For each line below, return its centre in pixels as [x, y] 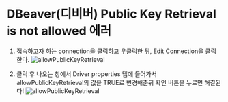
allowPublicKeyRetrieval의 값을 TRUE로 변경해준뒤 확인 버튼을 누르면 [110, 82]
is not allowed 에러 [59, 31]
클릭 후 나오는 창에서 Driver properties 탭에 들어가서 [87, 74]
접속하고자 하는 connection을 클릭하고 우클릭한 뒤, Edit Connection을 [110, 51]
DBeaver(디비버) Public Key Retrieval [111, 14]
